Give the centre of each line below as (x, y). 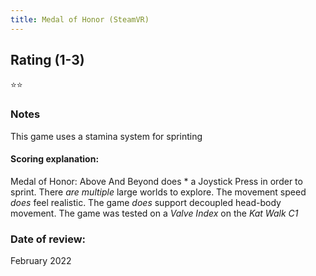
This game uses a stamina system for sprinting (106, 136)
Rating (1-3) (47, 60)
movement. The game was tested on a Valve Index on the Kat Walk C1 (154, 213)
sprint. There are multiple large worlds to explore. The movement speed (158, 192)
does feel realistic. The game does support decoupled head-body (146, 202)
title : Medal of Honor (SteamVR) (80, 19)
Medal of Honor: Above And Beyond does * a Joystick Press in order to (156, 181)
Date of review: (48, 239)
